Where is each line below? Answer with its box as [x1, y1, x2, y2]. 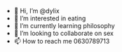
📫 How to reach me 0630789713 [13, 37, 110, 45]
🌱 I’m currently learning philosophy [13, 22, 116, 30]
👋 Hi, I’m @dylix [13, 7, 60, 15]
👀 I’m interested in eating [13, 14, 86, 22]
